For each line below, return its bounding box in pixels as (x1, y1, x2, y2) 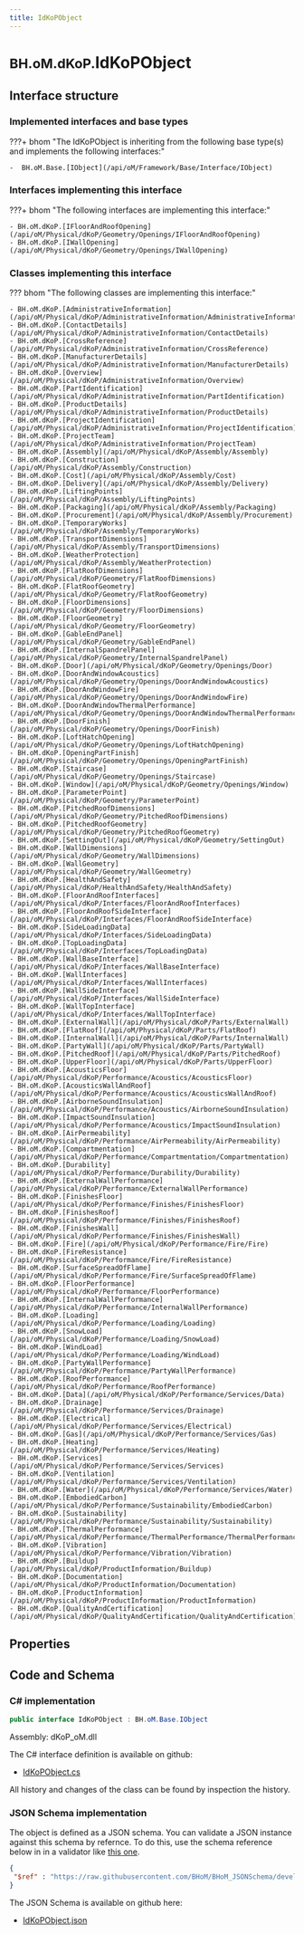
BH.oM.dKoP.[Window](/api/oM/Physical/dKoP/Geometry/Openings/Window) (17, 780, 290, 790)
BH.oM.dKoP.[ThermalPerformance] (17, 1525, 144, 1535)
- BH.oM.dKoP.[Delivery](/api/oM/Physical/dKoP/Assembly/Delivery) (9, 479, 270, 489)
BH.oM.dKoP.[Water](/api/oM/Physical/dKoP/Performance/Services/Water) (17, 1486, 294, 1495)
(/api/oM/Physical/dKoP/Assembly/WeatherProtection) (9, 559, 213, 568)
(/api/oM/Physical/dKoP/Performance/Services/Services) (9, 1461, 224, 1471)
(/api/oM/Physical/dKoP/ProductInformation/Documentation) (9, 1581, 237, 1590)
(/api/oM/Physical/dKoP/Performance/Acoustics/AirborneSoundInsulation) (9, 1106, 290, 1115)
